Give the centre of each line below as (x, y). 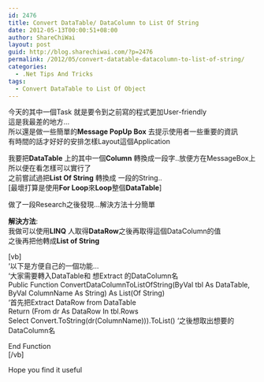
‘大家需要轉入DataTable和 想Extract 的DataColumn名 (93, 276)
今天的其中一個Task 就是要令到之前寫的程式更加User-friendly (108, 112)
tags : (17, 81)
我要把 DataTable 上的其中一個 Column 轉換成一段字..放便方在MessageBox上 (132, 158)
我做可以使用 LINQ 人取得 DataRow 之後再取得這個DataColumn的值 (115, 231)
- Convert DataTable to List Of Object (81, 89)
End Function (30, 347)
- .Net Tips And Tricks (54, 74)
